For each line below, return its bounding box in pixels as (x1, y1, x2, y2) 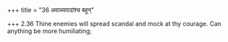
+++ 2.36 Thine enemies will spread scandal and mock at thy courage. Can (7, 20, 222, 28)
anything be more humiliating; (7, 27, 92, 35)
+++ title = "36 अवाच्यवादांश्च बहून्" (7, 6, 95, 14)
